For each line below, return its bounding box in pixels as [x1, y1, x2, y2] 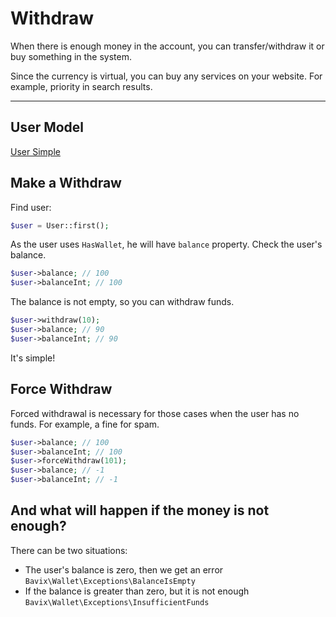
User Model [10, 119, 85, 136]
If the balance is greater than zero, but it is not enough [24, 585, 250, 597]
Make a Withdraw [10, 175, 122, 192]
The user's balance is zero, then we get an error [24, 563, 224, 576]
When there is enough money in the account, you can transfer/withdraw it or [10, 40, 325, 52]
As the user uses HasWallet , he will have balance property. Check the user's [10, 238, 323, 251]
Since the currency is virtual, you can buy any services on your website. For [10, 70, 323, 82]
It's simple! [10, 352, 56, 364]
